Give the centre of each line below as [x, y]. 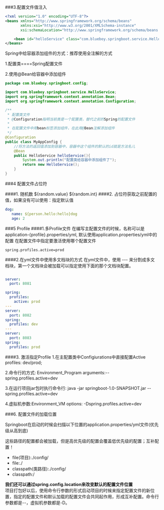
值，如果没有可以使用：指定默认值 [39, 200]
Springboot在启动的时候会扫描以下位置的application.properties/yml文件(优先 [82, 425]
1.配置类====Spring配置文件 [34, 64]
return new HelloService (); [51, 165]
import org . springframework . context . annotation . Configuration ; [71, 101]
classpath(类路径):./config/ [39, 468]
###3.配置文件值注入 [26, 7]
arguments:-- [96, 372]
